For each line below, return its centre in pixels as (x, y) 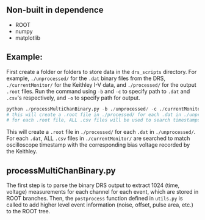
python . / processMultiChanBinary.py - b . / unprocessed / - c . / (86, 109)
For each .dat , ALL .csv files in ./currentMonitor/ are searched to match (98, 138)
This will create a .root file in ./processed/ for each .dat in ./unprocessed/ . (101, 132)
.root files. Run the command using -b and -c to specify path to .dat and (98, 91)
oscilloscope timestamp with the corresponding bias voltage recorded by (98, 145)
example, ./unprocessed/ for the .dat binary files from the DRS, (86, 78)
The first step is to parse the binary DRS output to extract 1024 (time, (93, 185)
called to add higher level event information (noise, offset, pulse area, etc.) (100, 205)
